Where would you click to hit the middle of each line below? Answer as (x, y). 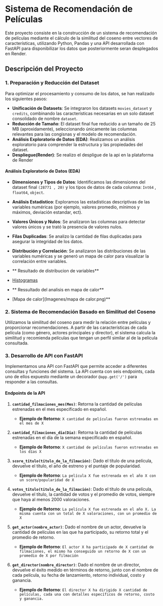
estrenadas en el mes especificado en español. (59, 409)
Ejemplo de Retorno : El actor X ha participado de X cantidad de (87, 546)
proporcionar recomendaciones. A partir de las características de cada (76, 327)
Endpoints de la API (25, 393)
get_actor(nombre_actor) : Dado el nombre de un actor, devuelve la (79, 527)
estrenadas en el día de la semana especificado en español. (72, 437)
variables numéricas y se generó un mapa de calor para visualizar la (81, 256)
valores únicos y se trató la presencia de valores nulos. (67, 227)
